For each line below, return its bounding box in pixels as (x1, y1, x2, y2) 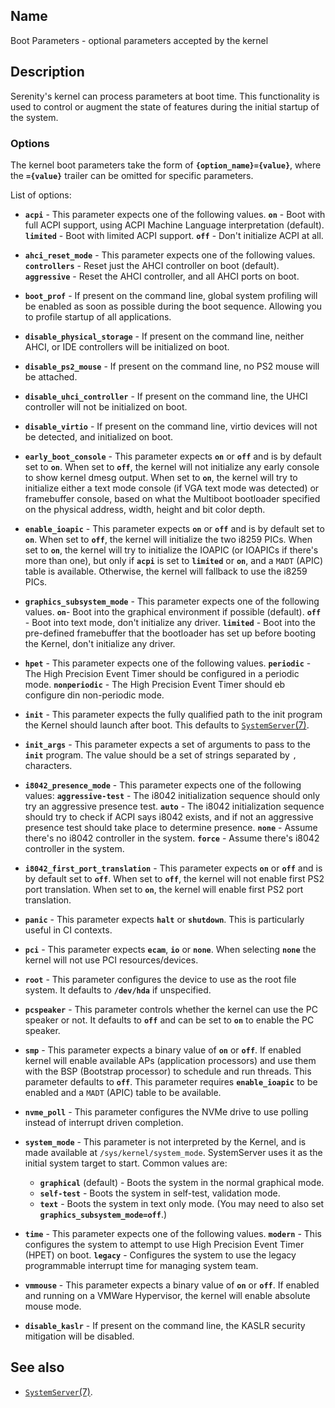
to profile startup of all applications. (24, 310, 172, 323)
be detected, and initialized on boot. (24, 430, 174, 443)
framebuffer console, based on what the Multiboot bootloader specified (24, 492, 321, 504)
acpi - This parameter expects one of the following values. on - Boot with (24, 208, 326, 220)
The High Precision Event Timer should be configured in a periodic (24, 667, 300, 679)
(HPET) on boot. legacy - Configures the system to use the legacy (24, 1249, 297, 1261)
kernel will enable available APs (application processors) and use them (24, 1054, 317, 1066)
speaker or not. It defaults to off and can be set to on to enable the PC (24, 1014, 315, 1026)
